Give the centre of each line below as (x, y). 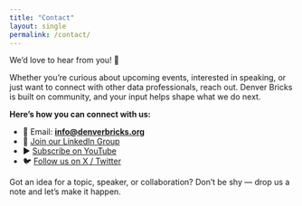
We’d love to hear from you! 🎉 (65, 61)
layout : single (38, 26)
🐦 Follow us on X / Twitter (72, 161)
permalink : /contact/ (50, 34)
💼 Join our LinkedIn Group (71, 142)
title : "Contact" (42, 18)
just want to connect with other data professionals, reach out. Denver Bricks (151, 88)
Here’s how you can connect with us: (80, 115)
